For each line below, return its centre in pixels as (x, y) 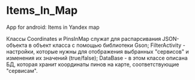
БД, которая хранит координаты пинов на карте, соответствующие (93, 64)
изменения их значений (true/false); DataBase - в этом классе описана (97, 58)
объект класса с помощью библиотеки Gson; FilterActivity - (109, 45)
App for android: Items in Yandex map (53, 27)
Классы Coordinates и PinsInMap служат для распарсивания (84, 38)
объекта (17, 45)
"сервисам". (22, 70)
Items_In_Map (42, 11)
